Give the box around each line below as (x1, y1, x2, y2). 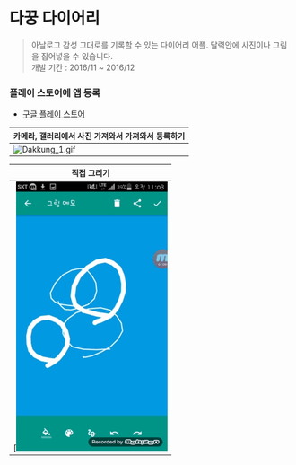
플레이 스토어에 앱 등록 (9, 86, 101, 99)
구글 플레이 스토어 (22, 109, 85, 119)
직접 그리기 (71, 167, 110, 178)
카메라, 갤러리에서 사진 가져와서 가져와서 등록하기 (13, 130, 186, 141)
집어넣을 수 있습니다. (40, 50, 114, 61)
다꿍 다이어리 (9, 8, 100, 29)
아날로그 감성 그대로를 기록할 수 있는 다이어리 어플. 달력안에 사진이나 (30, 39, 271, 50)
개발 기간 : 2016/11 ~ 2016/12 (30, 62, 135, 73)
